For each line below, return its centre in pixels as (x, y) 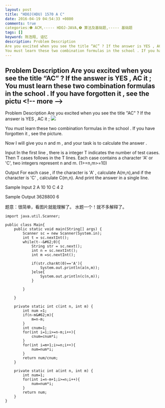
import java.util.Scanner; (33, 217)
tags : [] (14, 32)
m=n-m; (38, 320)
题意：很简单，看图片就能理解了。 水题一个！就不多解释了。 (66, 207)
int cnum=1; (35, 328)
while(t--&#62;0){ (41, 242)
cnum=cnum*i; (44, 337)
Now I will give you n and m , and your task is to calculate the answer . (76, 143)
